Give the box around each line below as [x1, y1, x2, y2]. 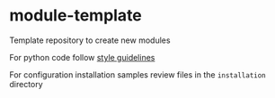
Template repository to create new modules [9, 35, 171, 45]
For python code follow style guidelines [9, 52, 155, 62]
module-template [9, 5, 142, 26]
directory [9, 78, 43, 89]
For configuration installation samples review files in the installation [9, 69, 267, 80]
